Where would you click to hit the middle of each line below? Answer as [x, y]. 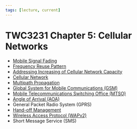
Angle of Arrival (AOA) [36, 99]
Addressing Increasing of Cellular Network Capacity [67, 71]
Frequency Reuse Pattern [39, 66]
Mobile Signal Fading [35, 61]
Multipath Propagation [36, 82]
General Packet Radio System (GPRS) [52, 104]
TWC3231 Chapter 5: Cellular [68, 35]
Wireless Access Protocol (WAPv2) [50, 115]
